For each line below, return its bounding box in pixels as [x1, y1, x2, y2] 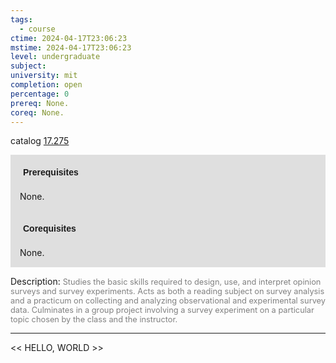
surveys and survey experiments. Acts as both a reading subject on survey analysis [10, 286, 325, 297]
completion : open [10, 80, 83, 90]
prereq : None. [10, 98, 70, 108]
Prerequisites [23, 167, 79, 178]
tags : [10, 14, 33, 25]
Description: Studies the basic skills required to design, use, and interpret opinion [10, 276, 322, 288]
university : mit [10, 71, 78, 81]
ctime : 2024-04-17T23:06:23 [10, 33, 128, 43]
